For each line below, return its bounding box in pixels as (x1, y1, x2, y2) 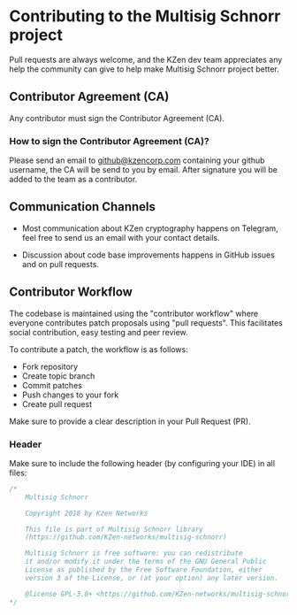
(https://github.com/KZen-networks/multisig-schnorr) (25, 533, 227, 542)
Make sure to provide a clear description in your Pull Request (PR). (9, 416, 251, 427)
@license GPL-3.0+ (25, 589, 93, 598)
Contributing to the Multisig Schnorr (9, 6, 281, 27)
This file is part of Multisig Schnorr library (25, 525, 203, 534)
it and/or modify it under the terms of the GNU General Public (25, 557, 267, 566)
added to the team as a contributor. (9, 174, 138, 185)
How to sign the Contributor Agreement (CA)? (9, 135, 209, 147)
